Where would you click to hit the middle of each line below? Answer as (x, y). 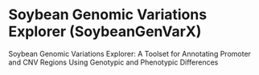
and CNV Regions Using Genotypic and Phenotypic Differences (113, 62)
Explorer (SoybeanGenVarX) (105, 32)
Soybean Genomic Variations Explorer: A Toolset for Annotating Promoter (130, 53)
